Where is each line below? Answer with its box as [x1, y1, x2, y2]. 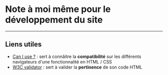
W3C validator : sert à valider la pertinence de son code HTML [12, 64, 142, 70]
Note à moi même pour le [5, 3, 111, 15]
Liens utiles [5, 40, 42, 48]
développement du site [5, 14, 103, 25]
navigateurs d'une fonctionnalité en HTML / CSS [12, 58, 112, 64]
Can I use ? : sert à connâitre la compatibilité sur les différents [12, 53, 141, 59]
